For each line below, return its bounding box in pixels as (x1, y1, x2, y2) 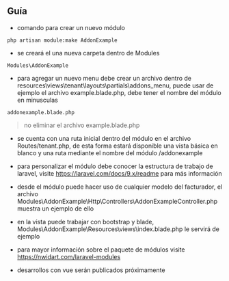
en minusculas (16, 96, 58, 104)
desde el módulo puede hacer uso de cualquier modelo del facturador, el (16, 183, 223, 191)
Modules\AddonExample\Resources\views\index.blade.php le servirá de (16, 225, 220, 233)
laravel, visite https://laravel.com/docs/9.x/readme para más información (16, 169, 222, 177)
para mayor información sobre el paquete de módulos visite (16, 245, 186, 254)
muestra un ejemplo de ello (16, 204, 94, 213)
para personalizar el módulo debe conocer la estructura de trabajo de (16, 162, 213, 170)
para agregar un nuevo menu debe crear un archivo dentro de (16, 74, 191, 82)
